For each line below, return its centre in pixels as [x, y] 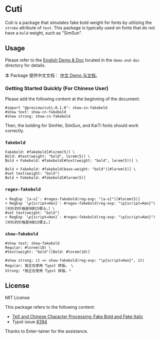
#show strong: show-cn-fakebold [38, 116]
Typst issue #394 [30, 321]
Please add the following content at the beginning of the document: [72, 99]
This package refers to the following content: [50, 307]
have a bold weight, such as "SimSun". [44, 33]
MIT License [18, 297]
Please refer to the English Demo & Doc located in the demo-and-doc [72, 60]
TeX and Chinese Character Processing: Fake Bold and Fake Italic [78, 317]
